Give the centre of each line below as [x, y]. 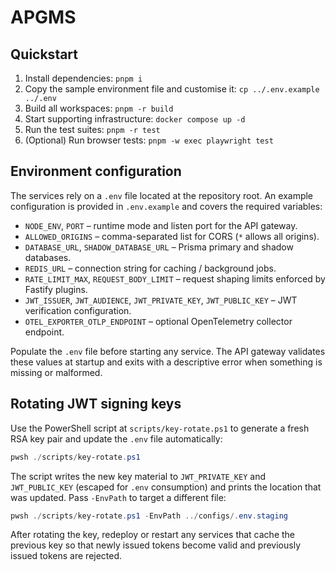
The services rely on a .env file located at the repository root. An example [162, 195]
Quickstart [44, 54]
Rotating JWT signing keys [96, 404]
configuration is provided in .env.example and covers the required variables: [166, 206]
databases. [48, 257]
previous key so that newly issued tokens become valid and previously [156, 545]
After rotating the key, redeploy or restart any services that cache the [153, 535]
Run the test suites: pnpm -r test [92, 129]
